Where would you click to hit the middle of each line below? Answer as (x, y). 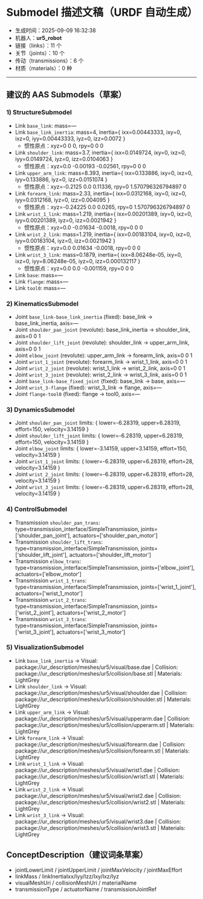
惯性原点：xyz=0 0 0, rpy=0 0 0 (64, 145)
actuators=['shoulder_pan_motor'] (115, 535)
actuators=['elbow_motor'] (48, 574)
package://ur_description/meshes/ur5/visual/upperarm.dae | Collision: (102, 719)
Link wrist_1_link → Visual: (50, 763)
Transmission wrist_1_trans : (51, 580)
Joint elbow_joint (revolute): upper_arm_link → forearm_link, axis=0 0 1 (104, 355)
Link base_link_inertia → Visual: (56, 660)
